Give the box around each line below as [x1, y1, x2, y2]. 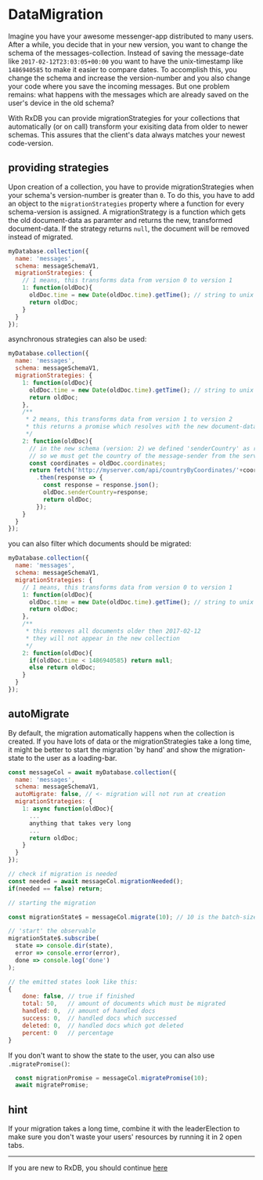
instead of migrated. [8, 232, 74, 241]
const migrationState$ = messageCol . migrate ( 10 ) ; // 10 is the [8, 913, 219, 921]
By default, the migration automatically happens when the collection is [8, 728, 235, 737]
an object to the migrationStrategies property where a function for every [8, 199, 245, 208]
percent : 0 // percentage [22, 1028, 113, 1037]
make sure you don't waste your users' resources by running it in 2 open [8, 1132, 243, 1142]
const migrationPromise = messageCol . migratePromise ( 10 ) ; [15, 1074, 209, 1082]
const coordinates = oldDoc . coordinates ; [28, 459, 167, 467]
